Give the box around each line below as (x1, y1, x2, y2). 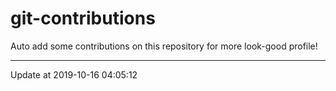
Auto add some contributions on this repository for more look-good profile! (10, 40, 318, 52)
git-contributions (10, 7, 156, 30)
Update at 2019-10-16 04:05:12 (10, 68, 138, 81)
